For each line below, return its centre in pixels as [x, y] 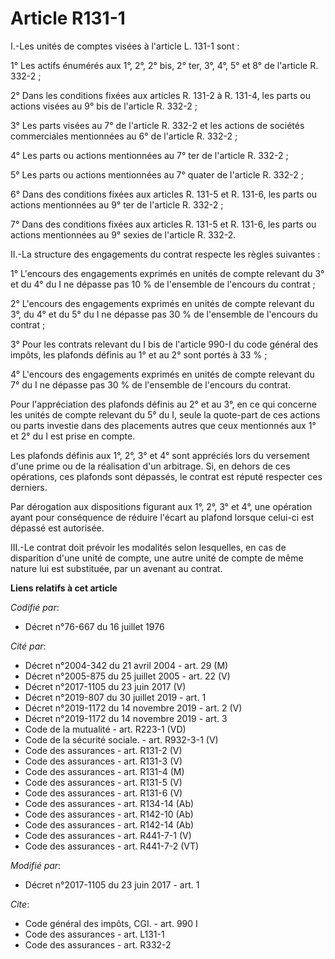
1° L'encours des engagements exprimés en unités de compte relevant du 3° [167, 273]
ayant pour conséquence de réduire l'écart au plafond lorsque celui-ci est [162, 517]
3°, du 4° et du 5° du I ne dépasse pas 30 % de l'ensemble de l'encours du [164, 314]
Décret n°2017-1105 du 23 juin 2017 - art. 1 [112, 884]
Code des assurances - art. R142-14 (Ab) [109, 824]
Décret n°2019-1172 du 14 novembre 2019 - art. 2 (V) [133, 708]
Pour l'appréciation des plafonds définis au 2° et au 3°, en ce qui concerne [163, 404]
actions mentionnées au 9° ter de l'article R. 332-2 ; [117, 204]
